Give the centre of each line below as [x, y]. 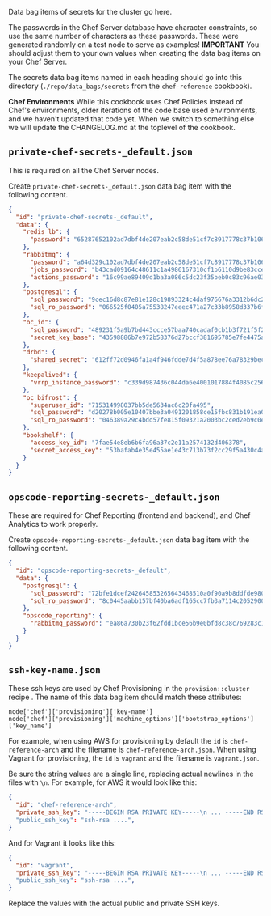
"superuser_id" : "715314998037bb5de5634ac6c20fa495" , [122, 405]
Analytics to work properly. [53, 524]
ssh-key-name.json [54, 670]
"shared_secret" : [59, 360]
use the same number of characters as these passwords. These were [124, 36]
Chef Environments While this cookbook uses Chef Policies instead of [126, 102]
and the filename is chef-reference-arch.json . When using [158, 750]
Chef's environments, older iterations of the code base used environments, [133, 110]
